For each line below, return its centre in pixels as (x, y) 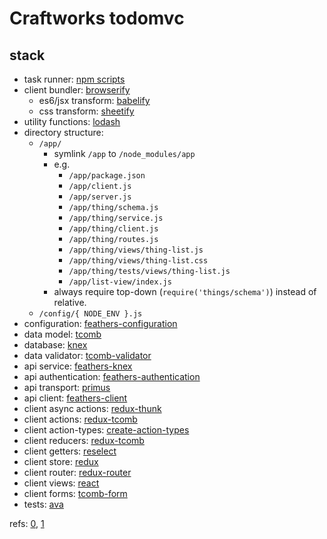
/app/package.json (107, 176)
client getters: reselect (70, 451)
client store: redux (61, 461)
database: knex (55, 345)
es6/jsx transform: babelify (94, 100)
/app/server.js (100, 197)
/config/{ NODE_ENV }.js (90, 314)
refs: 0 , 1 (27, 523)
